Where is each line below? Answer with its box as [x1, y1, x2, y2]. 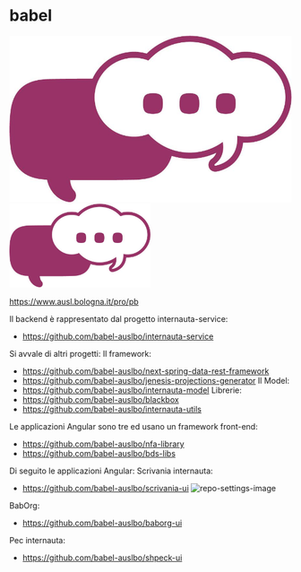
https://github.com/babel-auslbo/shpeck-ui [21, 552, 183, 563]
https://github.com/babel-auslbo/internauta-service [21, 331, 214, 342]
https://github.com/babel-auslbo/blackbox [21, 394, 179, 405]
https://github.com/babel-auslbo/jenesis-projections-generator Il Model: [21, 376, 290, 386]
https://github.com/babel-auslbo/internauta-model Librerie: [21, 385, 242, 395]
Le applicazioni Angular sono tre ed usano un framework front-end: [9, 421, 258, 432]
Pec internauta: [9, 535, 65, 546]
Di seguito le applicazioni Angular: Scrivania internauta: [9, 465, 213, 476]
